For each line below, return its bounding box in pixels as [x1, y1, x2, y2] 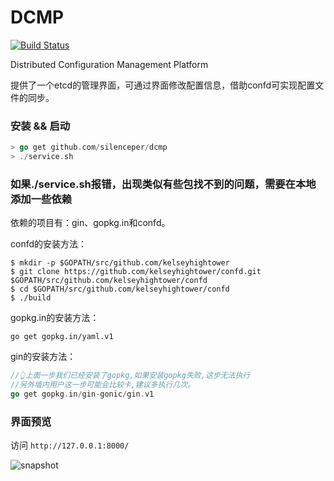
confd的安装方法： [10, 238, 88, 250]
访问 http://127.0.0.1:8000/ [10, 439, 130, 451]
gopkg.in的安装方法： [10, 312, 100, 324]
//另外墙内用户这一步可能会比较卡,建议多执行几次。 [10, 380, 195, 390]
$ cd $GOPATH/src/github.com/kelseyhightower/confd [10, 284, 230, 295]
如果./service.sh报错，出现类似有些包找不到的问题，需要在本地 [10, 177, 317, 191]
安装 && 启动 [10, 119, 71, 133]
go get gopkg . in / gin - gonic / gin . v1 [10, 389, 155, 400]
